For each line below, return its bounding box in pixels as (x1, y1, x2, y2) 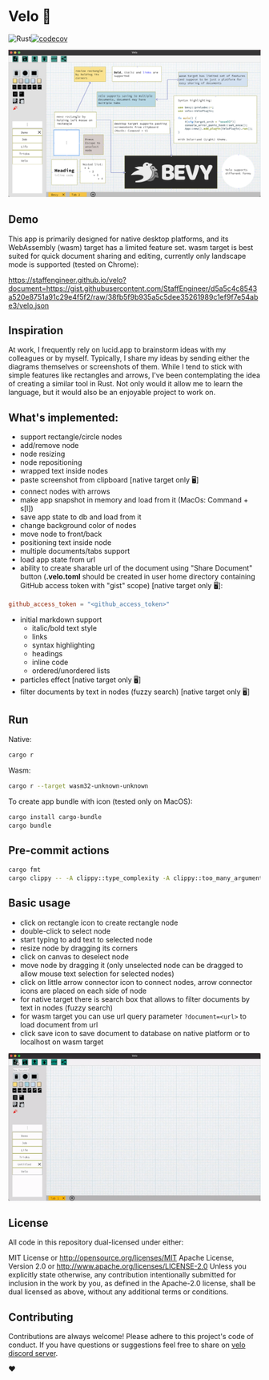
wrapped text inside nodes (19, 466, 108, 476)
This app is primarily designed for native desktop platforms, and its (8, 234, 229, 244)
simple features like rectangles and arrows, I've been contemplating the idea (8, 370, 261, 380)
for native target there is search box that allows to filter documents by (19, 994, 251, 1004)
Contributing (8, 1310, 74, 1324)
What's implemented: (8, 410, 118, 424)
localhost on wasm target (19, 1037, 104, 1047)
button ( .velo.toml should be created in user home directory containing (19, 572, 255, 582)
